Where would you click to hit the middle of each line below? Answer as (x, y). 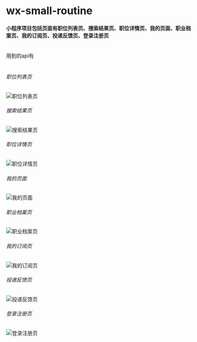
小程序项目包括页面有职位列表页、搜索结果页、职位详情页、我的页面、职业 (96, 28)
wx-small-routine (49, 11)
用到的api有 (20, 56)
